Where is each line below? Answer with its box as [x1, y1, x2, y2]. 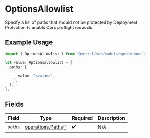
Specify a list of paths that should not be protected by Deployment [5, 19, 138, 25]
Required [72, 114, 93, 121]
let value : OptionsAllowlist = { [5, 60, 73, 65]
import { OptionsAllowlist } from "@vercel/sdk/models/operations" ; [5, 51, 146, 56]
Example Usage [5, 39, 53, 47]
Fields [5, 100, 24, 109]
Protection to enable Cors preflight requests [5, 24, 93, 30]
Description [97, 114, 125, 121]
